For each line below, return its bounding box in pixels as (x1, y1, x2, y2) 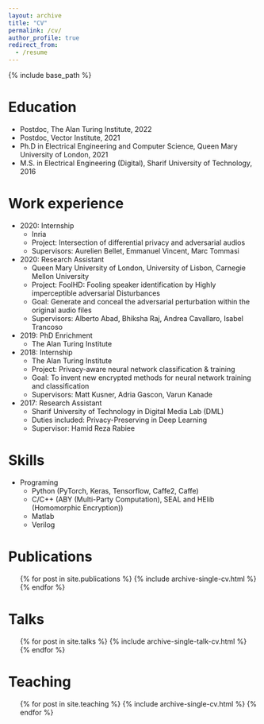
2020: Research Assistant (19, 254, 105, 264)
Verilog (31, 520, 55, 529)
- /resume (15, 48, 48, 56)
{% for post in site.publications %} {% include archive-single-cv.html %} (19, 574, 257, 583)
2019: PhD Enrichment (19, 331, 93, 340)
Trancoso (31, 322, 63, 331)
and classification (31, 381, 90, 390)
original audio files (31, 305, 93, 315)
